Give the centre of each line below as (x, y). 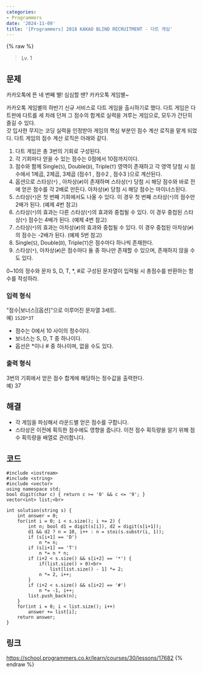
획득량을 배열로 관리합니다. (53, 437)
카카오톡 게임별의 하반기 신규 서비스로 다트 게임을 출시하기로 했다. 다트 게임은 (98, 108)
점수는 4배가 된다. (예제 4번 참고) (68, 220)
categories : (21, 12)
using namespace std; (34, 489)
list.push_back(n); (53, 596)
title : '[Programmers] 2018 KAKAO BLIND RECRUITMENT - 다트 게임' (90, 29)
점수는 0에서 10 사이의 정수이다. (53, 331)
